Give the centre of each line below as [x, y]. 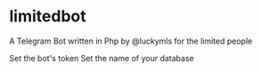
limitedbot [48, 16]
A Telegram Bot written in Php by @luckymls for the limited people [131, 41]
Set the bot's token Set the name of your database [102, 58]
